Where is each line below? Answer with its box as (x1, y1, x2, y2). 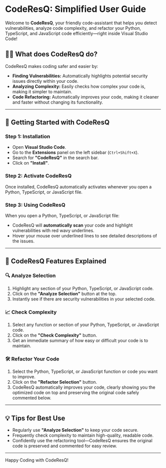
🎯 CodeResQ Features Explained (5, 257, 107, 266)
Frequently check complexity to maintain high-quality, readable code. (12, 432, 154, 438)
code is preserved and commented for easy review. (12, 443, 118, 449)
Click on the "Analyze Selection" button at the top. (12, 291, 117, 296)
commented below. (12, 395, 51, 401)
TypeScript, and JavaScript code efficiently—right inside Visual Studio (5, 30, 148, 36)
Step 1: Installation (5, 133, 50, 140)
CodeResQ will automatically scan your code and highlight (12, 222, 133, 229)
